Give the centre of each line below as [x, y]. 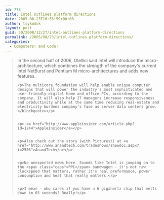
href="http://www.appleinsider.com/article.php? [84, 124]
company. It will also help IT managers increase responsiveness [86, 98]
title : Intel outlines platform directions [51, 14]
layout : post [19, 28]
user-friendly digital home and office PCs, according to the [82, 94]
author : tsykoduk [23, 23]
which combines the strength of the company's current [100, 66]
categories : [17, 42]
